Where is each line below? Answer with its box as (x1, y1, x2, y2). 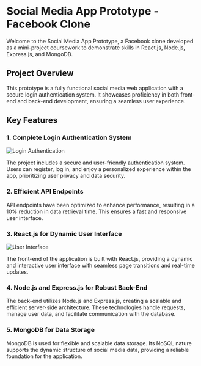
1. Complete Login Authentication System (6, 133, 133, 142)
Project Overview (6, 68, 74, 79)
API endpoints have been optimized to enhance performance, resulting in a (6, 201, 196, 208)
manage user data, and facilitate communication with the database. (6, 310, 176, 318)
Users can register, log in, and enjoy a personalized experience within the (6, 166, 191, 173)
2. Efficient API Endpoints (6, 188, 84, 196)
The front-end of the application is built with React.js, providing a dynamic (6, 255, 193, 263)
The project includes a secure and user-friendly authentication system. (6, 159, 185, 166)
